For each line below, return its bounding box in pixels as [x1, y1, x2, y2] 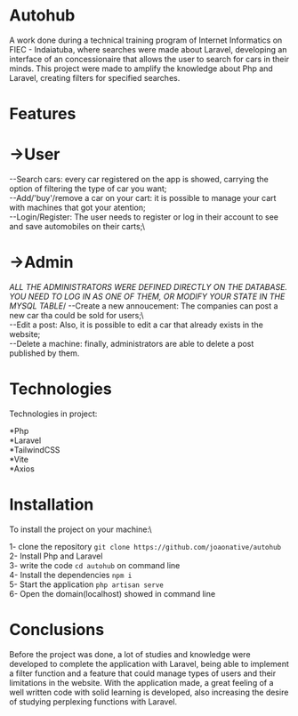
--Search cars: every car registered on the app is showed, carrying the [9, 174, 269, 185]
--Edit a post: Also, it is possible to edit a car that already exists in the [9, 319, 264, 330]
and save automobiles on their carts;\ [9, 221, 145, 232]
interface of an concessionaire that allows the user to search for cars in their [9, 53, 289, 64]
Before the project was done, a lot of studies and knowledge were [9, 648, 251, 659]
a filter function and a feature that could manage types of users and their [9, 668, 277, 679]
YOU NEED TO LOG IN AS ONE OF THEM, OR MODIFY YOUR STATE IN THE [9, 291, 286, 302]
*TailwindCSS [9, 444, 60, 455]
